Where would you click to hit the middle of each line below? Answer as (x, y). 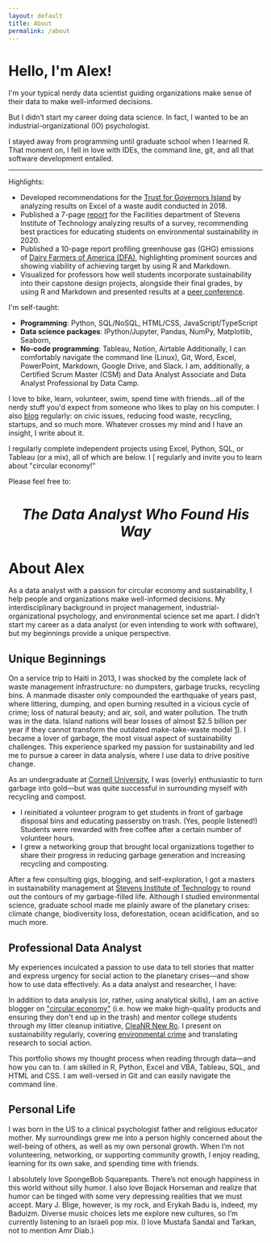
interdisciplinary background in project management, (96, 608)
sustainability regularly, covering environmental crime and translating (123, 1035)
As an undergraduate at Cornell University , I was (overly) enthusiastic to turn (135, 780)
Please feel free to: (40, 482)
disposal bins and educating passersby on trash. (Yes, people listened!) (139, 821)
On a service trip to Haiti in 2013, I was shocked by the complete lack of (127, 678)
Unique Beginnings (57, 659)
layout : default (35, 16)
